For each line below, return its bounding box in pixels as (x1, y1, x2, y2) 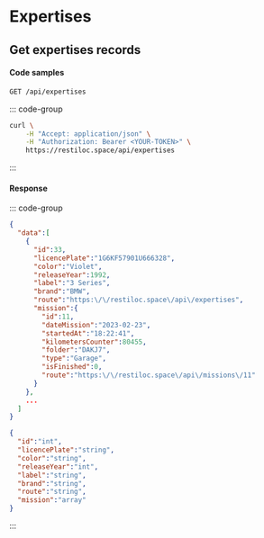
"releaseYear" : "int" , (17, 462, 99, 471)
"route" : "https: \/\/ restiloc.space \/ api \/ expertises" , (32, 295, 244, 305)
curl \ (9, 121, 34, 130)
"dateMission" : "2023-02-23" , (41, 320, 151, 329)
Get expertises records (9, 42, 141, 58)
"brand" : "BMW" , (32, 287, 91, 296)
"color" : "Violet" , (32, 262, 103, 271)
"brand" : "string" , (17, 479, 87, 488)
